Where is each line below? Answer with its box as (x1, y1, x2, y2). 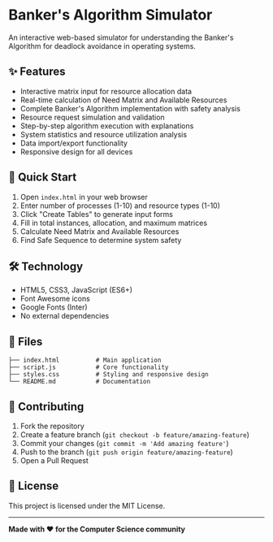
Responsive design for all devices (19, 146, 133, 156)
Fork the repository (19, 421, 85, 431)
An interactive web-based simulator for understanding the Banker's (8, 33, 234, 42)
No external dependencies (19, 311, 110, 321)
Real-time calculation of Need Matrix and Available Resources (19, 95, 227, 105)
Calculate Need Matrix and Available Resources (19, 226, 180, 236)
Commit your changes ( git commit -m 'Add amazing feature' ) (19, 439, 229, 448)
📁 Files (8, 335, 43, 349)
